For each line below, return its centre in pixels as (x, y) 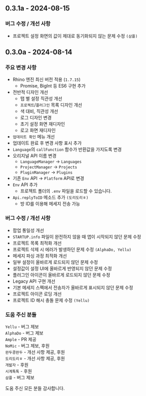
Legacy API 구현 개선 (34, 281)
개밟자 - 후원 (17, 364)
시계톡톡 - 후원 (19, 371)
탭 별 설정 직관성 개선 (41, 99)
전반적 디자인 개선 (30, 92)
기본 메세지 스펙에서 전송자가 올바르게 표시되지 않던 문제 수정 (73, 287)
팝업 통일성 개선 (28, 230)
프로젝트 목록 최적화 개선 (37, 243)
